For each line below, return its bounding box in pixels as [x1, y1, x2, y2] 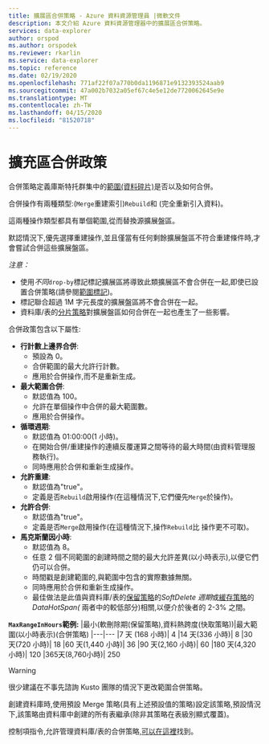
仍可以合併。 [31, 562, 75, 571]
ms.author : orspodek [8, 42, 78, 50]
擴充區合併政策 [8, 153, 108, 172]
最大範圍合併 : [19, 381, 65, 390]
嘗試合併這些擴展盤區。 [14, 243, 93, 252]
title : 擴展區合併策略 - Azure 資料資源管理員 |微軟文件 [8, 11, 181, 20]
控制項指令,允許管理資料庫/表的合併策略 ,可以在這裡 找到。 [8, 726, 198, 736]
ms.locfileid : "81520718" [8, 117, 95, 125]
